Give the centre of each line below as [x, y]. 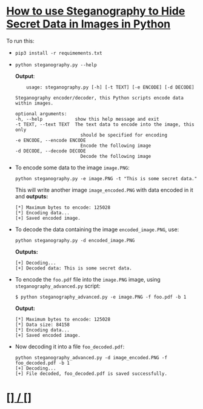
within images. [34, 103]
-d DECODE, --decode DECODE [50, 151]
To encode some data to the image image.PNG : [72, 167]
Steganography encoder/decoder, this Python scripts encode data [99, 98]
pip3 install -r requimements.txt [58, 53]
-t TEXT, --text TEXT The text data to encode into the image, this [105, 124]
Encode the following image [116, 146]
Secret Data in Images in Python [88, 24]
